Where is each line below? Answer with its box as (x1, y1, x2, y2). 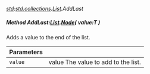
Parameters (9, 48, 43, 56)
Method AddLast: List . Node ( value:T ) (6, 18, 101, 26)
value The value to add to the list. (48, 58, 141, 66)
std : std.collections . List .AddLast (6, 5, 83, 12)
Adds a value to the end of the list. (6, 33, 90, 41)
